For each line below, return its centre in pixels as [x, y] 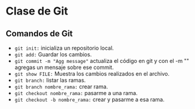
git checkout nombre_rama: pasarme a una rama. [76, 93]
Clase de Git [37, 11]
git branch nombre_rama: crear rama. [61, 87]
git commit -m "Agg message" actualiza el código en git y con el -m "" [102, 61]
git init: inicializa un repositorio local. [64, 48]
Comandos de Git [39, 34]
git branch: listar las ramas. [50, 80]
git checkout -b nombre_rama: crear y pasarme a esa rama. [90, 99]
